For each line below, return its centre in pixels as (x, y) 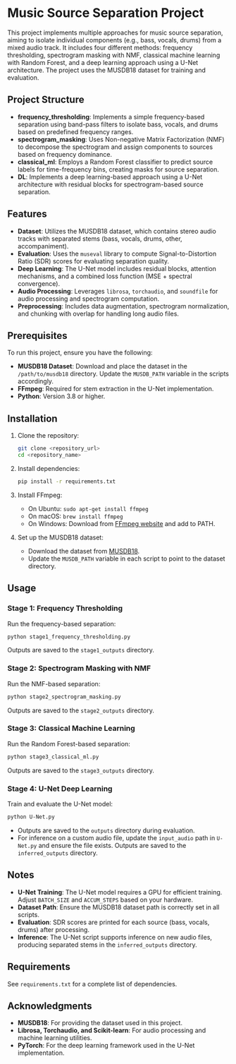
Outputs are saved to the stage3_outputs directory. (81, 770)
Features (27, 214)
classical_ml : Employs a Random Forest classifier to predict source (115, 162)
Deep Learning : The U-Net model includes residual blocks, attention (117, 268)
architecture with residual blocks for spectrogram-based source (110, 184)
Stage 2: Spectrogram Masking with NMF (79, 669)
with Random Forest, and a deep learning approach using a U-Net (103, 62)
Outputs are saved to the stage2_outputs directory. (81, 710)
